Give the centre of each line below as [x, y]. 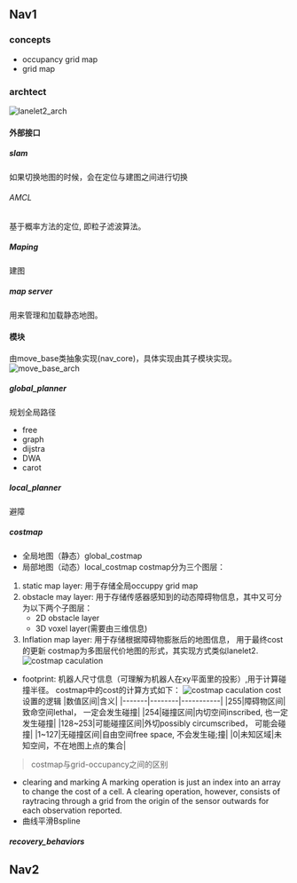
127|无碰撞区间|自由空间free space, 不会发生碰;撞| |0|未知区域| [160, 734]
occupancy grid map [60, 59]
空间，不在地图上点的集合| [78, 745]
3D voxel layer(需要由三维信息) [91, 628]
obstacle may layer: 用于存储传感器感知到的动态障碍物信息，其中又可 [148, 596]
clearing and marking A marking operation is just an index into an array [151, 782]
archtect [28, 91]
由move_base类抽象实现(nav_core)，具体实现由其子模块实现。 [123, 358]
